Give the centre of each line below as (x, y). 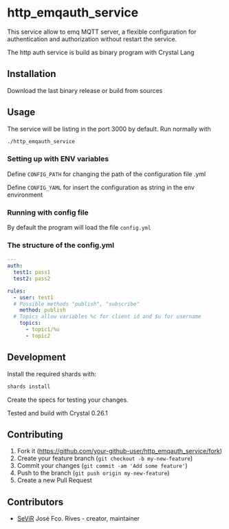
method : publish (43, 310)
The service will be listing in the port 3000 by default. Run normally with (109, 129)
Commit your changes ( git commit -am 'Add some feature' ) (102, 466)
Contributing (35, 434)
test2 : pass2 (32, 279)
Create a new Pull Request (55, 480)
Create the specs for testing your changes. (68, 400)
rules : (17, 291)
